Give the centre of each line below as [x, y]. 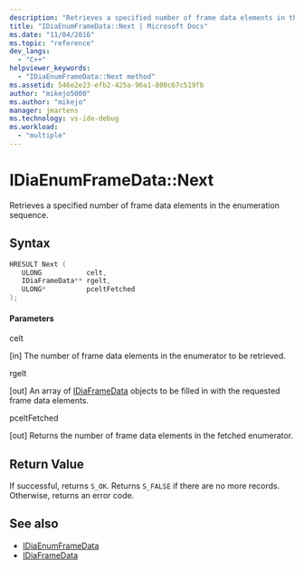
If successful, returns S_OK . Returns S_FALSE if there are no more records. [145, 486]
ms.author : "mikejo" [48, 102]
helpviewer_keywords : [50, 69]
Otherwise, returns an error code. [72, 496]
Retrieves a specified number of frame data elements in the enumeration [145, 205]
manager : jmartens [44, 110]
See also [34, 524]
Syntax [30, 244]
